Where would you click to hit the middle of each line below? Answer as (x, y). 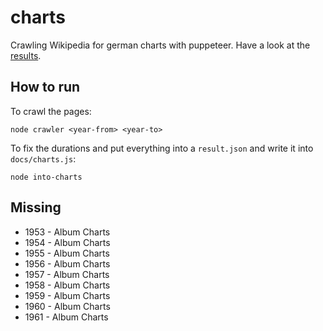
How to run (45, 87)
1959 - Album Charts (67, 295)
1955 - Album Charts (67, 253)
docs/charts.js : (43, 158)
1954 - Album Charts (67, 242)
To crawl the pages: (51, 111)
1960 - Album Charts (67, 306)
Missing (36, 207)
